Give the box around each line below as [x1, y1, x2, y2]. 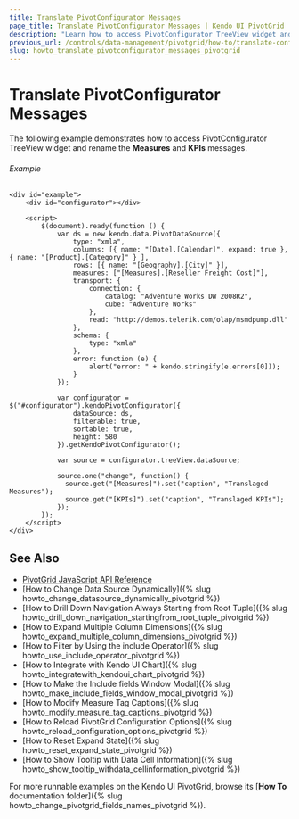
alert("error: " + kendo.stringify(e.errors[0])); [88, 362, 280, 371]
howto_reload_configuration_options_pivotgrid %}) [21, 726, 208, 737]
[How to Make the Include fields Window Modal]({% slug [21, 679, 230, 690]
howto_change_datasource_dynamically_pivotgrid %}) [21, 593, 221, 604]
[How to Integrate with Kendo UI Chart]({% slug [21, 659, 198, 670]
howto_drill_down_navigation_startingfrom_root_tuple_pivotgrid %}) [21, 612, 270, 623]
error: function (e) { [72, 354, 158, 364]
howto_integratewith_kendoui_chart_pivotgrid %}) [21, 669, 206, 680]
